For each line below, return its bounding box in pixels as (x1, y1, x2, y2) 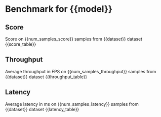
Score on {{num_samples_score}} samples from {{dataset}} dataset (5, 36, 142, 42)
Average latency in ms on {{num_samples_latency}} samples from (5, 101, 139, 107)
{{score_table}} (5, 41, 36, 47)
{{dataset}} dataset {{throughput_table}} (5, 74, 87, 80)
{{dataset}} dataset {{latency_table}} (5, 106, 80, 112)
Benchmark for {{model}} (5, 3, 113, 15)
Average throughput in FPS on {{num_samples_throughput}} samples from (5, 68, 157, 74)
